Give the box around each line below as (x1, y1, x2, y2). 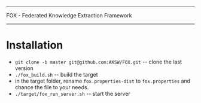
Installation (6, 38, 63, 52)
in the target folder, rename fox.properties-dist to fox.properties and (14, 77, 191, 84)
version (14, 64, 34, 72)
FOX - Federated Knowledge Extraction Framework (6, 12, 132, 19)
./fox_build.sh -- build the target (14, 71, 98, 78)
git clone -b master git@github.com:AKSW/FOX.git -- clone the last (14, 58, 182, 65)
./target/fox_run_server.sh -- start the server (14, 90, 130, 97)
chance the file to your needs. (14, 83, 89, 90)
